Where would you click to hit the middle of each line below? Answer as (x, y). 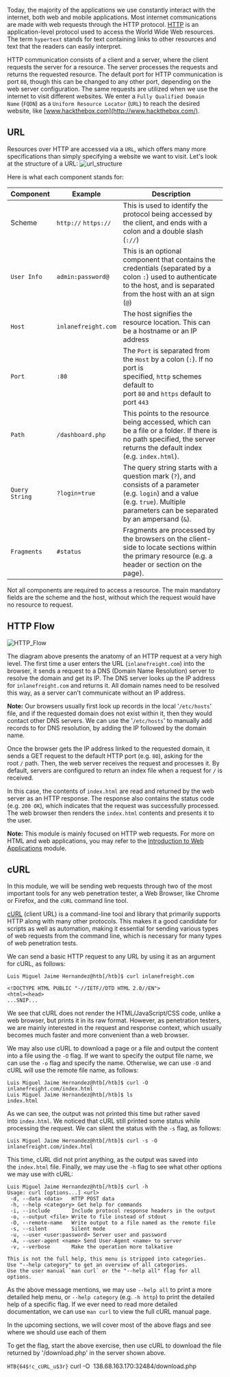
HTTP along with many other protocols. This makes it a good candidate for (112, 921)
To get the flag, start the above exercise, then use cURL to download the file (114, 1345)
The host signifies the (158, 313)
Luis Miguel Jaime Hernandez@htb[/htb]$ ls (70, 1095)
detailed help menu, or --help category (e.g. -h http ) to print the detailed (111, 1297)
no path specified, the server (169, 439)
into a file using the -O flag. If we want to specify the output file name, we (110, 1056)
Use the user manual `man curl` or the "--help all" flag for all (104, 1271)
